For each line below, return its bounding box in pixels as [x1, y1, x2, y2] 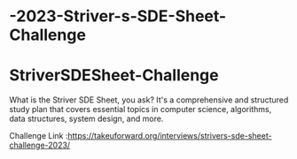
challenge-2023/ [9, 140, 71, 151]
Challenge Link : [9, 131, 68, 141]
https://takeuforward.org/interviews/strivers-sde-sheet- [67, 131, 272, 141]
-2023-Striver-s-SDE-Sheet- [9, 6, 227, 26]
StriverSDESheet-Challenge [9, 65, 219, 86]
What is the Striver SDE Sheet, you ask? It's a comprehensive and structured [9, 95, 289, 105]
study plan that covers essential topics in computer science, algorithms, [9, 104, 272, 115]
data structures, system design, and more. [9, 113, 164, 125]
